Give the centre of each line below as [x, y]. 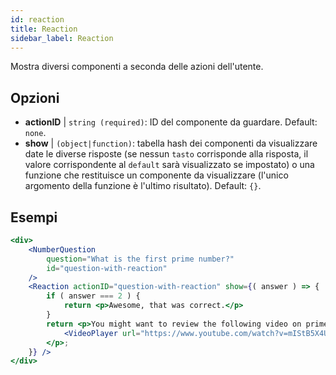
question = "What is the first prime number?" [140, 259]
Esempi [34, 217]
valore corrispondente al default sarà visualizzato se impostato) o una [169, 165]
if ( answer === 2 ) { [93, 296]
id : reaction [37, 19]
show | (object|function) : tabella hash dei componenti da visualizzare [171, 143]
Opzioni [35, 97]
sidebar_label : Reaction [62, 38]
